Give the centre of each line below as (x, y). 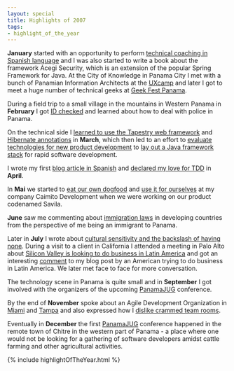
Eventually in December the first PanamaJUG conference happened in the (115, 324)
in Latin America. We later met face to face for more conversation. (102, 268)
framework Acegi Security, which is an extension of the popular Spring (109, 68)
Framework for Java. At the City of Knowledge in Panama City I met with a (114, 76)
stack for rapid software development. (62, 155)
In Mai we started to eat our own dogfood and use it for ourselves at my (111, 189)
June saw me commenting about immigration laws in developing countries (115, 218)
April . (15, 176)
